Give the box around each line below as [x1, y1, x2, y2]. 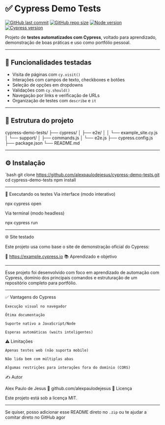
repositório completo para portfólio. [5, 280, 77, 286]
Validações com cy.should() [12, 87, 70, 93]
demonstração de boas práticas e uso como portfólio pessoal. [5, 39, 131, 45]
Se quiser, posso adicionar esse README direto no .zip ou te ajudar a [5, 409, 147, 415]
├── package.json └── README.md [5, 140, 80, 146]
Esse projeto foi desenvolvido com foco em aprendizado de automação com [5, 270, 160, 275]
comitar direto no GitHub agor [5, 414, 66, 421]
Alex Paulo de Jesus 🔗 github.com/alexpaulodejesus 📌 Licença [5, 386, 133, 392]
